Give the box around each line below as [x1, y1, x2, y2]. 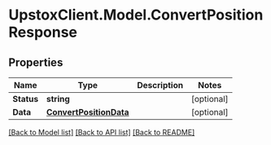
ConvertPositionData [46, 107, 129, 117]
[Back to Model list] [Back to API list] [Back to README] [8, 128, 195, 137]
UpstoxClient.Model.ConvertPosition [8, 6, 264, 24]
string [46, 94, 71, 104]
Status [12, 94, 39, 104]
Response [8, 23, 78, 42]
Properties [8, 55, 63, 69]
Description [137, 80, 184, 90]
